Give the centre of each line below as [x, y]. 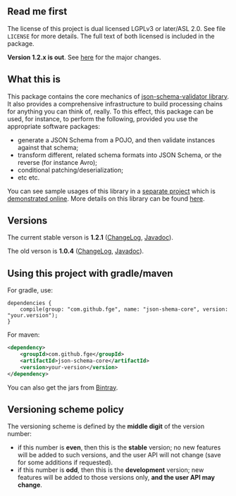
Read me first [37, 12]
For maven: [24, 335]
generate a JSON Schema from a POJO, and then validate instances [116, 139]
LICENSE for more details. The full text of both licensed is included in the [111, 36]
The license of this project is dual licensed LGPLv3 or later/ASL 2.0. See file [117, 28]
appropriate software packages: [54, 126]
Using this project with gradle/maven [91, 273]
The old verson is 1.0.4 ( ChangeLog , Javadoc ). [76, 251]
